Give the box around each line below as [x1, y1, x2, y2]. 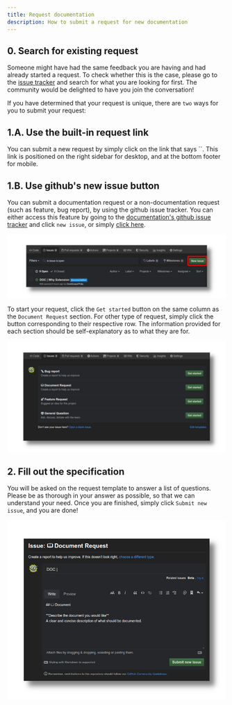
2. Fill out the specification [7, 466, 125, 477]
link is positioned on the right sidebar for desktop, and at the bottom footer [7, 153, 221, 161]
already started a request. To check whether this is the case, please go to [7, 71, 217, 79]
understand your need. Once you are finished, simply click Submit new [7, 499, 207, 507]
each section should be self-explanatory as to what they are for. [7, 327, 190, 335]
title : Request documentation [7, 11, 95, 18]
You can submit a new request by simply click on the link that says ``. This [7, 145, 219, 153]
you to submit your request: [7, 106, 87, 114]
